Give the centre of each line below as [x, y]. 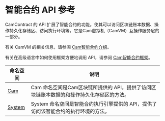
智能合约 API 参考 [40, 10]
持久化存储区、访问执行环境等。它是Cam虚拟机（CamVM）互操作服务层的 [84, 30]
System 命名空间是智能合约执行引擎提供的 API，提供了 [94, 104]
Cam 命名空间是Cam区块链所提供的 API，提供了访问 [91, 87]
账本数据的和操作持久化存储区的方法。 [85, 95]
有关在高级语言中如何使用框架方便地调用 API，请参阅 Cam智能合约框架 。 [79, 57]
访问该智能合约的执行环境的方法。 [70, 111]
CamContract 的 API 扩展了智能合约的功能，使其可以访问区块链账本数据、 [80, 24]
